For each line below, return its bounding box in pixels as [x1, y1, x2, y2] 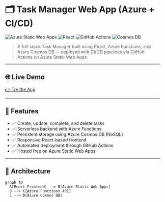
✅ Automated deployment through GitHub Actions [12, 142, 114, 148]
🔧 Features [5, 107, 39, 116]
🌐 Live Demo [5, 73, 45, 81]
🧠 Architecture [5, 167, 51, 175]
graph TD [5, 180, 23, 185]
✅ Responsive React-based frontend [12, 136, 87, 143]
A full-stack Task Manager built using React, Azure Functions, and [17, 43, 151, 49]
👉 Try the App [5, 86, 36, 92]
